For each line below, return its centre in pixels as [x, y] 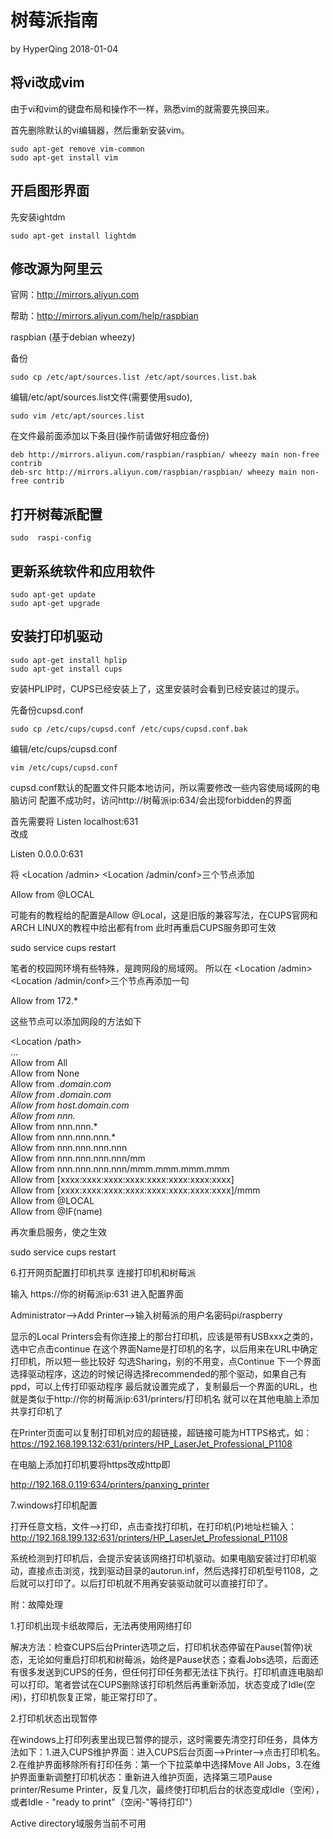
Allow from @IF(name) [56, 1211]
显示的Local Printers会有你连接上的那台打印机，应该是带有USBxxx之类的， [164, 1336]
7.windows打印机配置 [54, 1505]
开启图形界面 [50, 191]
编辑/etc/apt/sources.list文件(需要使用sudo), [101, 397]
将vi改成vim [47, 82]
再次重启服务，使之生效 [58, 1232]
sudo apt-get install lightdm [73, 236]
